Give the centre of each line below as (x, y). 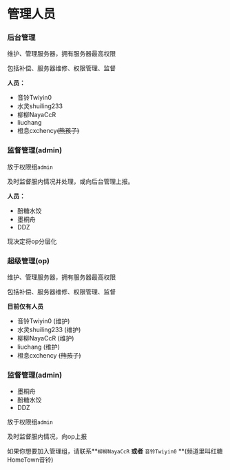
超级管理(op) (29, 260)
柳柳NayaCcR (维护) (45, 338)
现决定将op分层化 (32, 241)
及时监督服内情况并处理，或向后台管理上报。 (71, 181)
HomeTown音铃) (30, 460)
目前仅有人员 (25, 307)
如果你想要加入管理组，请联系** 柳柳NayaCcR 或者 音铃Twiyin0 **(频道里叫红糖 (115, 451)
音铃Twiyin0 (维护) (43, 321)
